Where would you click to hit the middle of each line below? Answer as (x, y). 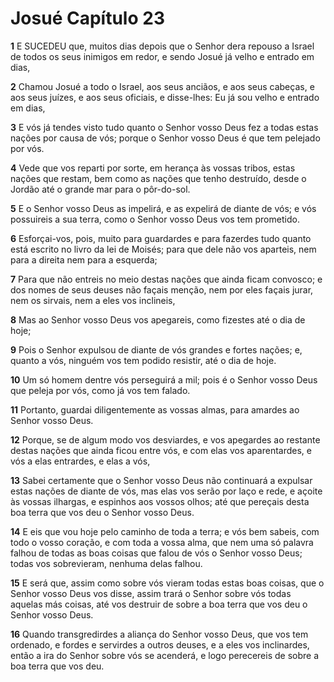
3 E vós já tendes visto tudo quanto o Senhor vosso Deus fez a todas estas (164, 127)
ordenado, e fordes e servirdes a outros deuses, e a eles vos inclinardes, (160, 644)
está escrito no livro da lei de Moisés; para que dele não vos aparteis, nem (163, 249)
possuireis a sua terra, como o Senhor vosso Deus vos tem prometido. (155, 219)
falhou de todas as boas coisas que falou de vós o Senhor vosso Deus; (156, 553)
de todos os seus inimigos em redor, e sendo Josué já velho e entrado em (162, 56)
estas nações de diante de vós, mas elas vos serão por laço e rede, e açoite (166, 491)
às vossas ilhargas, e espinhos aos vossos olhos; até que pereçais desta (160, 501)
